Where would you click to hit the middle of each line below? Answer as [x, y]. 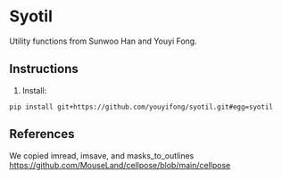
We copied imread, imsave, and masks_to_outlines [102, 155]
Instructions [44, 69]
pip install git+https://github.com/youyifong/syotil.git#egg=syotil [141, 107]
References [42, 134]
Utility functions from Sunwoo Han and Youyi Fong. [104, 41]
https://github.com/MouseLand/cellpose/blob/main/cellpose [120, 165]
